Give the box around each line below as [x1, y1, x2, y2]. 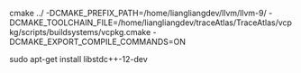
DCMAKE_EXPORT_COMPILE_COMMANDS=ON [9, 36, 187, 47]
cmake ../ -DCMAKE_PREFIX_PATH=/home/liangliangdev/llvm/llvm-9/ [9, 8, 268, 18]
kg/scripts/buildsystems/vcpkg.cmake [9, 27, 151, 37]
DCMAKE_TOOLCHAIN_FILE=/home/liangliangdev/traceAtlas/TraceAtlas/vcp [9, 17, 293, 28]
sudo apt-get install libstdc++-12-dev [9, 54, 149, 64]
